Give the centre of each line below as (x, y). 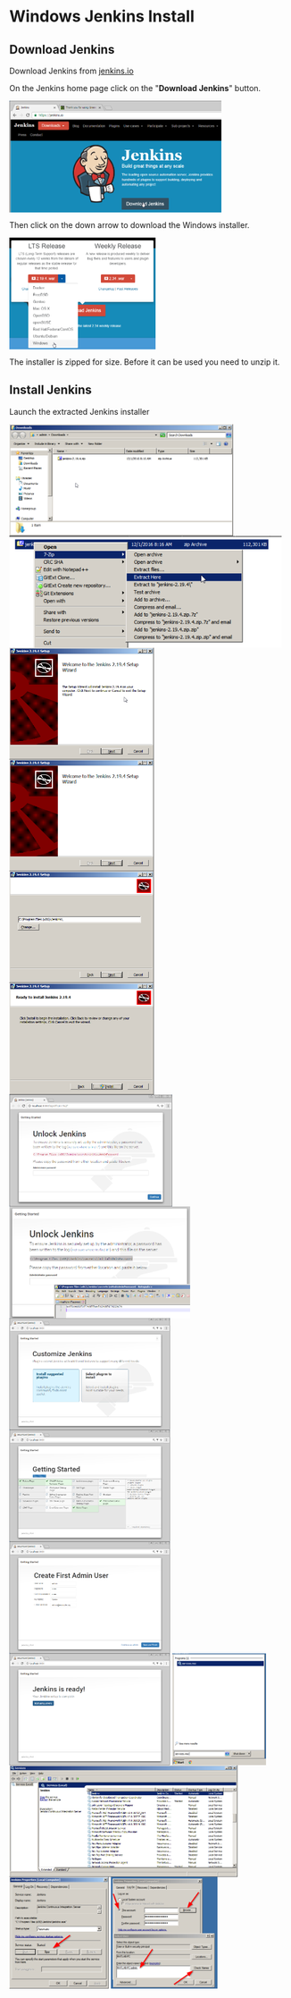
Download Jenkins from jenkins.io (71, 71)
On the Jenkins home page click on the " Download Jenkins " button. (135, 88)
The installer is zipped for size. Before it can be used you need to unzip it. (145, 362)
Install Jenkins (50, 390)
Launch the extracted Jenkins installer (79, 411)
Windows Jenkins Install (102, 17)
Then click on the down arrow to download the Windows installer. (129, 225)
